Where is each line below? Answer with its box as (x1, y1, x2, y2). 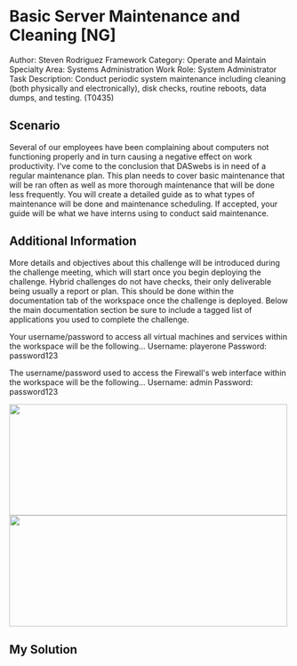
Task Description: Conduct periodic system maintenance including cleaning (9, 73, 286, 84)
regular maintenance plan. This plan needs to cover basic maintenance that (9, 170, 285, 181)
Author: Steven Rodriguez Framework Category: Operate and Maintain (9, 54, 267, 65)
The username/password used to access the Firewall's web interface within (9, 367, 286, 378)
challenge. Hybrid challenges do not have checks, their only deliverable (9, 276, 272, 286)
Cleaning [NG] (9, 25, 116, 45)
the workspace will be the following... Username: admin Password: (9, 376, 253, 388)
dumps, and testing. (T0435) (9, 92, 115, 103)
